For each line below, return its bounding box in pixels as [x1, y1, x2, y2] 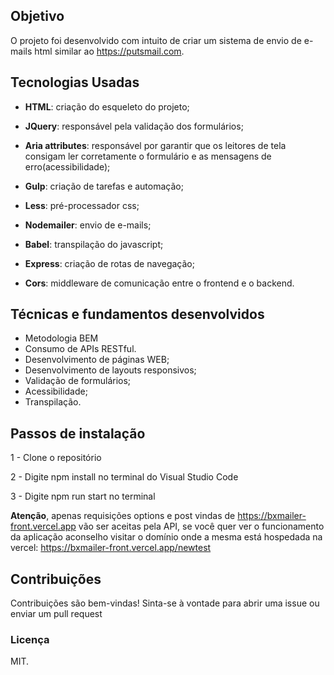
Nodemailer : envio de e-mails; [24, 219, 152, 231]
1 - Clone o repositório [10, 452, 102, 464]
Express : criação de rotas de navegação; [24, 257, 195, 269]
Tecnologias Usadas [10, 74, 140, 91]
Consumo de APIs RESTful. [24, 343, 137, 355]
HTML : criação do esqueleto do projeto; [24, 100, 190, 113]
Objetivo [10, 8, 65, 25]
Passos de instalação [10, 425, 146, 442]
